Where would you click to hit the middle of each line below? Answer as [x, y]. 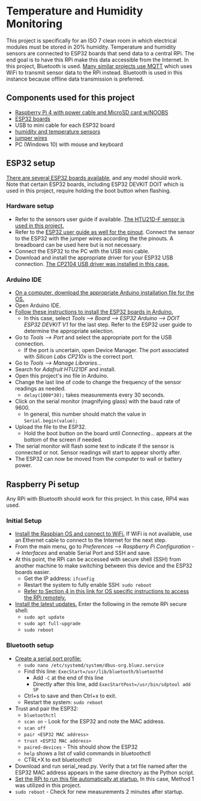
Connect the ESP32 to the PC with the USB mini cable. [82, 251]
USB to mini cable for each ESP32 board [65, 125]
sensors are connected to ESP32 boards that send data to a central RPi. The [100, 53]
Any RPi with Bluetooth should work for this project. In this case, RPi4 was [97, 498]
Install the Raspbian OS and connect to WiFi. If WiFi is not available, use [103, 534]
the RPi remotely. [45, 598]
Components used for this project [70, 98]
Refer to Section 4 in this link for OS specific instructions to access [106, 592]
